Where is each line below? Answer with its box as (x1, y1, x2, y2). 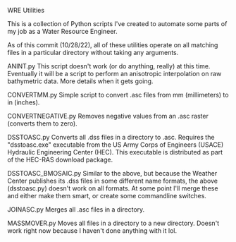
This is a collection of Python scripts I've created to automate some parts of (7, 20, 228, 28)
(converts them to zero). (7, 119, 77, 128)
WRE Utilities (7, 6, 44, 14)
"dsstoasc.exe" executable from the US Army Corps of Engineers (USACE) (7, 140, 224, 149)
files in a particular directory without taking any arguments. (7, 49, 179, 56)
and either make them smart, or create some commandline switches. (7, 192, 206, 200)
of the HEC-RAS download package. (7, 155, 113, 164)
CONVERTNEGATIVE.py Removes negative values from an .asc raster (7, 112, 209, 120)
